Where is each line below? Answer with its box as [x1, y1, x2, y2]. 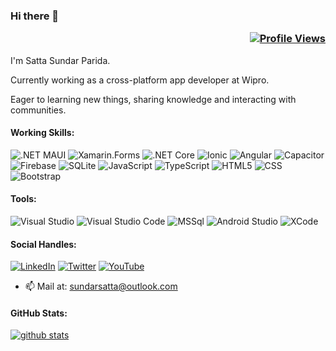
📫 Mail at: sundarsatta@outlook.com [24, 280, 178, 293]
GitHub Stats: [10, 307, 68, 319]
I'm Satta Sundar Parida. [10, 54, 111, 66]
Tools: [10, 193, 37, 205]
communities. [10, 104, 67, 116]
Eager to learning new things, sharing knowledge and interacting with [10, 93, 297, 105]
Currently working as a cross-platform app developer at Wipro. [10, 74, 270, 86]
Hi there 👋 [10, 9, 60, 23]
